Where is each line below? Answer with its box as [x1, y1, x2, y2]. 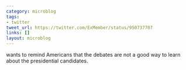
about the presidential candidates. [6, 57, 88, 64]
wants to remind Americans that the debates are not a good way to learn [6, 51, 181, 58]
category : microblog [6, 8, 57, 14]
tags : [6, 14, 19, 20]
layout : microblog [6, 35, 51, 41]
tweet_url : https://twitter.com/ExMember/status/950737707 [6, 24, 153, 31]
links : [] [6, 30, 30, 36]
